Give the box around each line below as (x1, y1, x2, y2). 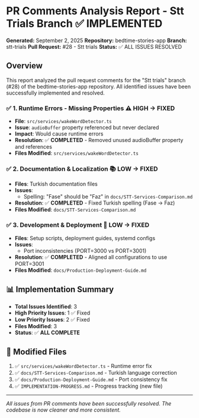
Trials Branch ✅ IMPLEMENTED (6, 17, 163, 30)
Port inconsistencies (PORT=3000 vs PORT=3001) (23, 247, 147, 254)
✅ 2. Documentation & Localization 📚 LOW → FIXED (6, 165, 158, 173)
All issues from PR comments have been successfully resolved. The (6, 400, 172, 407)
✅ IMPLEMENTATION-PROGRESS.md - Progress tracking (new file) (14, 382, 163, 390)
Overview (6, 61, 43, 71)
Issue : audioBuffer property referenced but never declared (14, 124, 159, 131)
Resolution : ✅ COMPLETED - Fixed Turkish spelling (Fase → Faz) (14, 199, 175, 206)
